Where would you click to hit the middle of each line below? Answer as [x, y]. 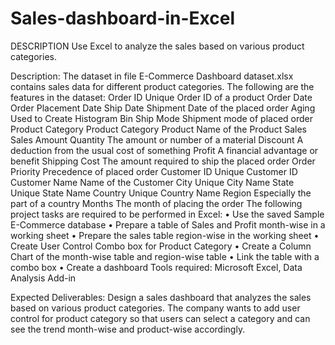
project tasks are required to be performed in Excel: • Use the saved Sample [167, 214]
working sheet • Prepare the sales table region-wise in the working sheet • [165, 235]
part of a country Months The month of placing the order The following [156, 203]
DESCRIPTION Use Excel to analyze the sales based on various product [157, 46]
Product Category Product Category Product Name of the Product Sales [158, 129]
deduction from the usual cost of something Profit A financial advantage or [164, 150]
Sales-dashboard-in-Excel [123, 18]
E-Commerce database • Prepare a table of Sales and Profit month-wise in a [168, 224]
